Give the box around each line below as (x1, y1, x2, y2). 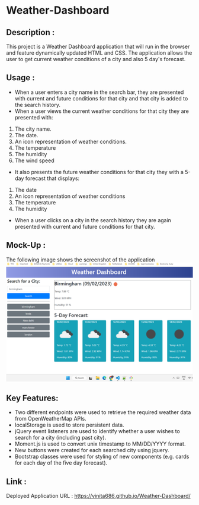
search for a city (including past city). (14, 434, 107, 441)
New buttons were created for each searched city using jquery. (14, 447, 169, 454)
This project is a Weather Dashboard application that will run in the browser (6, 43, 190, 50)
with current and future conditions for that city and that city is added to (14, 94, 188, 102)
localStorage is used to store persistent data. (14, 421, 124, 428)
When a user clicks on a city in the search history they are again (14, 216, 172, 223)
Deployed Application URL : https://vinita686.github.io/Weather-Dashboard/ (6, 493, 191, 500)
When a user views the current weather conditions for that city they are (14, 108, 190, 115)
